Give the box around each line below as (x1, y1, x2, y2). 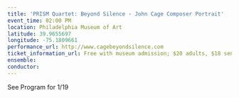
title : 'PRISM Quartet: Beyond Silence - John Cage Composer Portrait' (7, 10, 224, 18)
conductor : (7, 63, 40, 70)
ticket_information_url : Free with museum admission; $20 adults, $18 (7, 50, 221, 58)
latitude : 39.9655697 (7, 30, 72, 38)
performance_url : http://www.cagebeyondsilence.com (7, 43, 164, 50)
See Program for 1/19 (7, 82, 69, 91)
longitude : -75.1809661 (7, 37, 78, 44)
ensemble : (7, 57, 37, 64)
